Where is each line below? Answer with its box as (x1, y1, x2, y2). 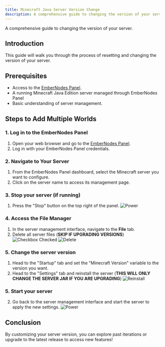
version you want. (12, 265, 49, 271)
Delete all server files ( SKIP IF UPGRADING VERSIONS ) (12, 231, 124, 237)
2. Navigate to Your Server (5, 158, 70, 165)
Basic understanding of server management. (12, 100, 103, 106)
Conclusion (5, 318, 41, 326)
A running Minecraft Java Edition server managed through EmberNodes (12, 90, 158, 96)
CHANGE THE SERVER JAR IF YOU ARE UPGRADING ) (12, 275, 122, 281)
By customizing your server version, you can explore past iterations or (5, 331, 147, 337)
